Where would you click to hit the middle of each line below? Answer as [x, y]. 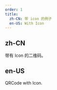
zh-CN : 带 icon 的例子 [31, 19]
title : [12, 14]
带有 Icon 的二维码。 [25, 56]
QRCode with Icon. [24, 83]
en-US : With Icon [27, 23]
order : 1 [14, 10]
